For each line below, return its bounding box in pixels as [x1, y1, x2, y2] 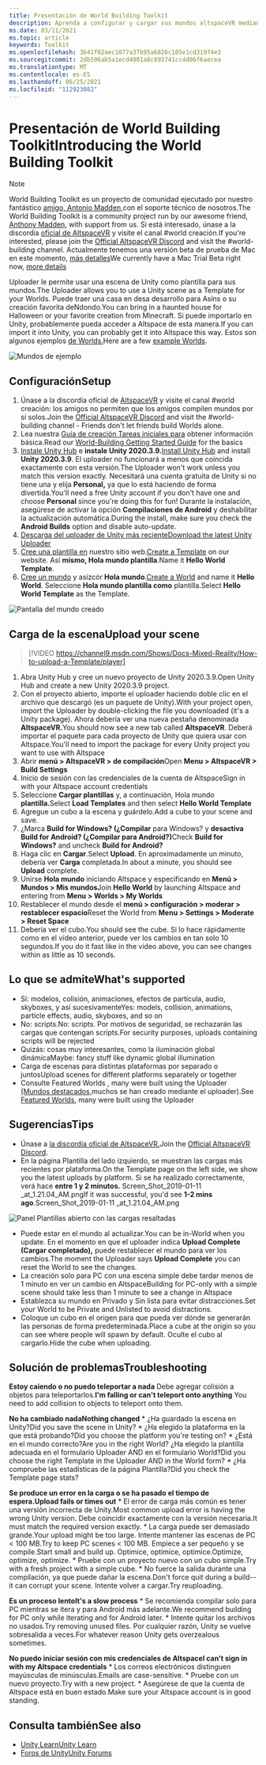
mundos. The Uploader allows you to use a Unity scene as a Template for [9, 286, 245, 295]
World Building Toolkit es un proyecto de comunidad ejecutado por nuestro [9, 195, 253, 204]
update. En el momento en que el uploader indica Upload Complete [20, 1237, 241, 1246]
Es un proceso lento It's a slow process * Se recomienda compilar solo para [9, 1596, 257, 1606]
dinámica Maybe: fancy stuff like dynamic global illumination [20, 1053, 215, 1062]
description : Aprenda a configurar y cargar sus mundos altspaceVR [9, 19, 236, 27]
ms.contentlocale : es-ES [9, 71, 91, 78]
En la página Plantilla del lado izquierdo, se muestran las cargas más [20, 1156, 243, 1165]
